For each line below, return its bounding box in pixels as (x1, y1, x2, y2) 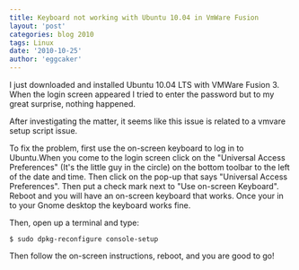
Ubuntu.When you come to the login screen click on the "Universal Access (9, 152, 286, 162)
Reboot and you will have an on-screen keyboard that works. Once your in (9, 190, 285, 201)
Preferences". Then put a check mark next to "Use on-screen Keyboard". (9, 181, 280, 191)
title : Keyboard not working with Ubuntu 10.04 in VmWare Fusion (9, 13, 259, 22)
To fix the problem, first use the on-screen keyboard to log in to (9, 143, 244, 153)
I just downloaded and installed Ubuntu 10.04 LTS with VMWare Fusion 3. (9, 80, 280, 90)
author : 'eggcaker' (9, 55, 83, 64)
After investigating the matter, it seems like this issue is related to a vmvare (9, 116, 286, 126)
